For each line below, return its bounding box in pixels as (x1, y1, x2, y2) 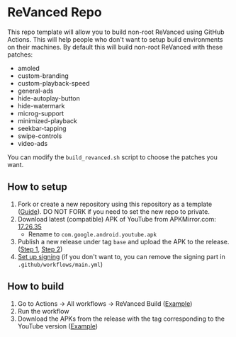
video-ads (17, 139, 48, 147)
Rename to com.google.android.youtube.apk (28, 229, 157, 238)
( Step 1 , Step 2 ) (17, 245, 63, 253)
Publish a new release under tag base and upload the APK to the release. (17, 237, 230, 246)
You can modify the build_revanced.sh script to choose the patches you (7, 153, 218, 161)
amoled (17, 64, 40, 72)
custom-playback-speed (17, 79, 90, 87)
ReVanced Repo (7, 4, 102, 21)
